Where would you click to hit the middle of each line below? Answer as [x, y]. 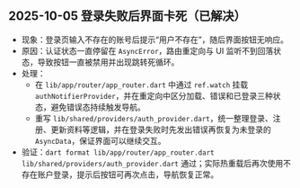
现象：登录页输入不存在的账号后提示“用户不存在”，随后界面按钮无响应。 [155, 40]
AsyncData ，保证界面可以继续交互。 [101, 140]
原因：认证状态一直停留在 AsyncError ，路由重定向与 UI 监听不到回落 [147, 50]
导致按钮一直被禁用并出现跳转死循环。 [108, 62]
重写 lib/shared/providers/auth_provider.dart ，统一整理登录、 [154, 118]
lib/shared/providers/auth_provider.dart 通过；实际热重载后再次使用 [152, 163]
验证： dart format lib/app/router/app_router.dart [118, 152]
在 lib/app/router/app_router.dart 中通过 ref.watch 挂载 [141, 85]
